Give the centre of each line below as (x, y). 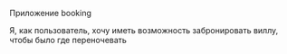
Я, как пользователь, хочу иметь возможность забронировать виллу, (144, 30)
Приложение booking (51, 13)
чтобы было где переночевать (68, 40)
